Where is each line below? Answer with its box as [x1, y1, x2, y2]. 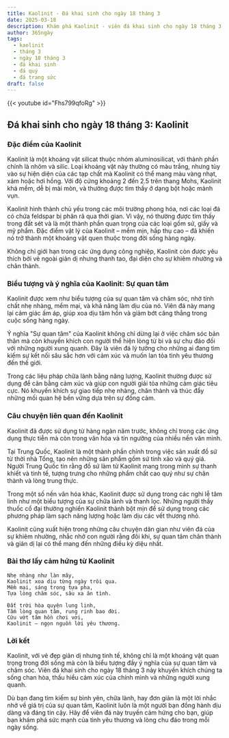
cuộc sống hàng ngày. [7, 316, 70, 324]
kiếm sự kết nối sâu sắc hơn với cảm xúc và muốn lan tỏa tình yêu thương [7, 351, 213, 360]
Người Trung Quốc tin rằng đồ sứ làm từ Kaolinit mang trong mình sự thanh [7, 462, 217, 470]
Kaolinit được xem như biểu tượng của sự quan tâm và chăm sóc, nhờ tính [7, 294, 214, 302]
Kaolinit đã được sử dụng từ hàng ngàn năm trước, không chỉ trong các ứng [7, 427, 219, 435]
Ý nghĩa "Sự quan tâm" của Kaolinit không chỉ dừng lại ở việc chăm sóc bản [7, 330, 220, 338]
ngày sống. [7, 723, 39, 731]
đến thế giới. [7, 359, 42, 367]
